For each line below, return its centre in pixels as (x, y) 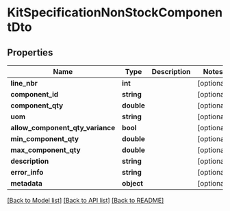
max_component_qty (46, 150)
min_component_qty (45, 139)
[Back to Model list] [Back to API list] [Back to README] (86, 200)
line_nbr (24, 83)
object (133, 183)
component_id (35, 94)
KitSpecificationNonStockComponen (115, 13)
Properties (30, 52)
